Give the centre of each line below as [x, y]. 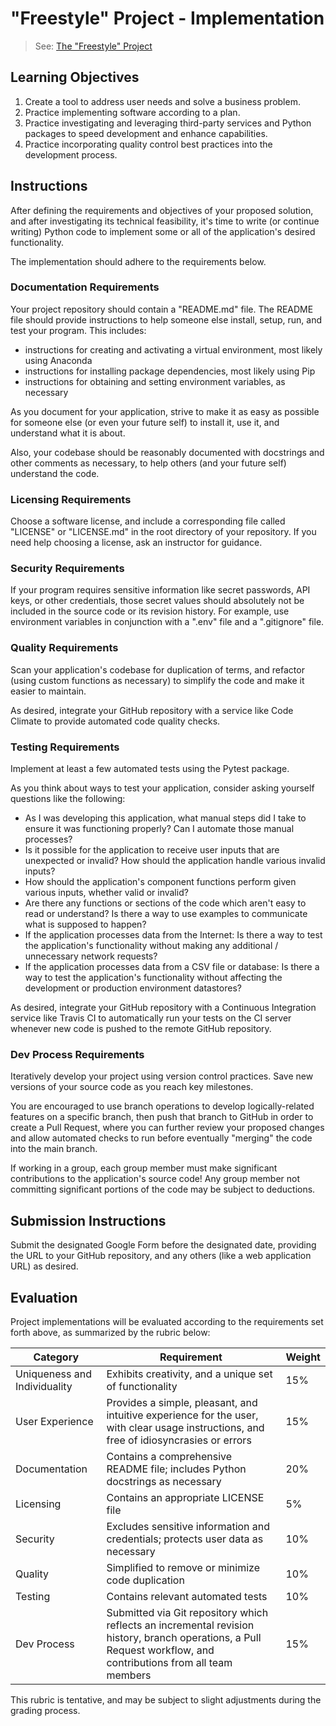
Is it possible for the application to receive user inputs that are [152, 850]
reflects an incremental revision [180, 1625]
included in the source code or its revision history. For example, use [150, 611]
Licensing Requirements [71, 499]
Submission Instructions [88, 1220]
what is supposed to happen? [85, 924]
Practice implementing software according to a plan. [132, 112]
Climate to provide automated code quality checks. [115, 721]
